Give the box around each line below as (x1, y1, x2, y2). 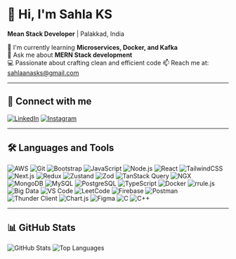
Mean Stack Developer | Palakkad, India (7, 29, 124, 38)
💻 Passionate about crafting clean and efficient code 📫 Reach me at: (7, 58, 209, 67)
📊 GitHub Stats (7, 221, 76, 234)
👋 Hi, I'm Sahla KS (7, 6, 112, 22)
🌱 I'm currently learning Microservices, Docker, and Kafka (7, 43, 178, 51)
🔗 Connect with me (7, 95, 92, 107)
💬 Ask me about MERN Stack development (7, 51, 133, 59)
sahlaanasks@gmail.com (7, 68, 79, 77)
